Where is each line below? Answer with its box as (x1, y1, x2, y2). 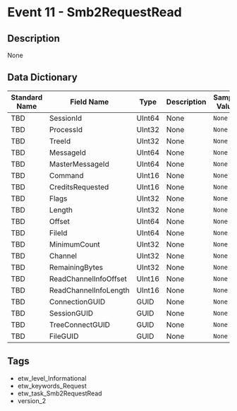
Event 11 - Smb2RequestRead (7, 4, 182, 20)
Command (49, 170, 84, 180)
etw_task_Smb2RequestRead (17, 389, 102, 398)
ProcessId (49, 124, 83, 134)
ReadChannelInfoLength (49, 285, 130, 295)
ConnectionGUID (49, 297, 106, 306)
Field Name (70, 97, 109, 107)
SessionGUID (49, 308, 94, 318)
